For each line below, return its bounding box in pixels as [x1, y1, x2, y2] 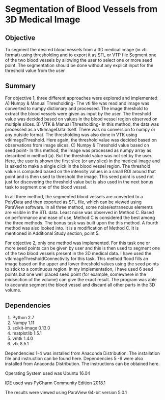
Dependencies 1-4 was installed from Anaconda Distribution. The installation [5, 350, 160, 356]
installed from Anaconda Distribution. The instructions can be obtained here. [5, 361, 160, 366]
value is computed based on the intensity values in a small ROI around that [5, 168, 156, 174]
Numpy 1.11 [12, 320, 34, 326]
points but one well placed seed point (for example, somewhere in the [5, 271, 146, 277]
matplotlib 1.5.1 [12, 330, 42, 336]
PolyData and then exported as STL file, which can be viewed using [5, 199, 142, 205]
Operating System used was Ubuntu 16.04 [5, 370, 91, 376]
